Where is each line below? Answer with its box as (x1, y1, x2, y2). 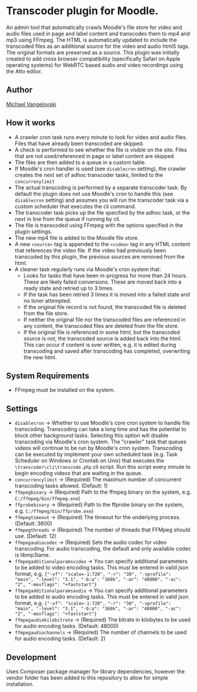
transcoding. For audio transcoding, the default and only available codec (14, 545, 192, 552)
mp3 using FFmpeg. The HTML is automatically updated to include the (6, 36, 177, 43)
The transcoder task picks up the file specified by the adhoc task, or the (14, 209, 191, 216)
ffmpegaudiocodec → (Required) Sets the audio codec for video (14, 539, 167, 546)
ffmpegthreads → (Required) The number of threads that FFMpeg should (14, 526, 191, 533)
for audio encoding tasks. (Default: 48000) (14, 623, 119, 630)
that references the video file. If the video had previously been (14, 247, 166, 254)
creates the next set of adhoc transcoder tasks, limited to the (14, 171, 163, 178)
